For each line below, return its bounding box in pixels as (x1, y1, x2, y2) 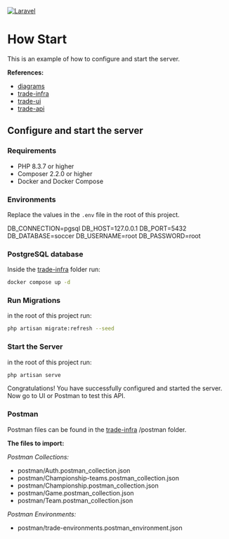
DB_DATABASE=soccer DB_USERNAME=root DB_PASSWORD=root (7, 231, 202, 240)
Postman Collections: (7, 452, 69, 461)
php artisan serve (7, 371, 61, 378)
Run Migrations (7, 296, 61, 306)
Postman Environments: (7, 509, 77, 518)
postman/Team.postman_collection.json (17, 496, 133, 504)
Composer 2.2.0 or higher (17, 169, 93, 178)
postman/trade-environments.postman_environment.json (17, 523, 183, 532)
